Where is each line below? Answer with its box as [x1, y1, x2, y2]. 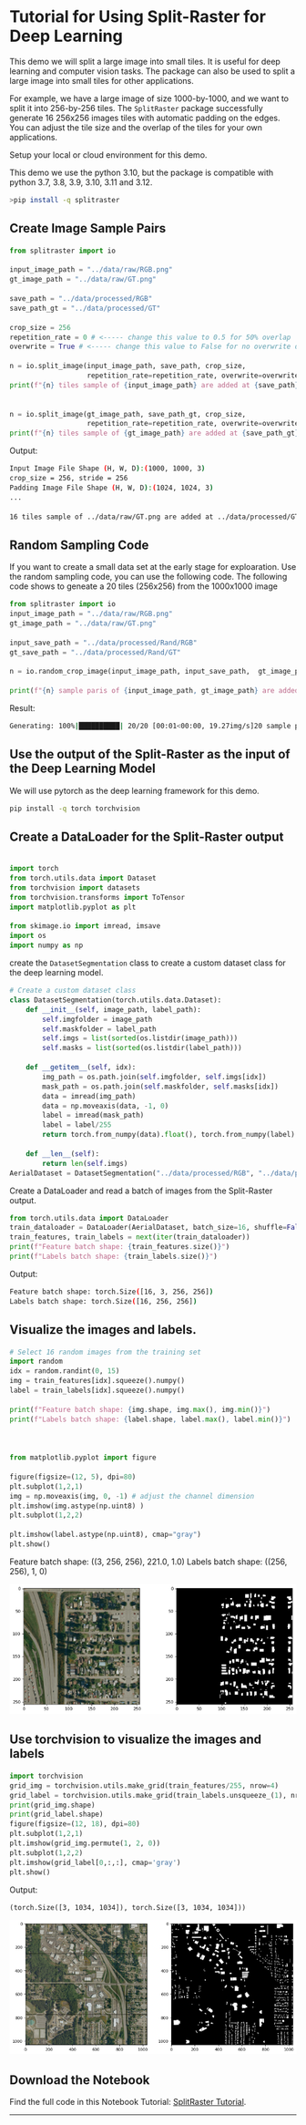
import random [9, 1356, 64, 1367]
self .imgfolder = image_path [42, 1015, 153, 1024]
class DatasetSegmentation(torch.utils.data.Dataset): [9, 995, 222, 1005]
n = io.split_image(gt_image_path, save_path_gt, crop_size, [9, 409, 247, 418]
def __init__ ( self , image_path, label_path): [25, 1005, 202, 1014]
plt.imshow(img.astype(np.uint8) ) [9, 1501, 145, 1511]
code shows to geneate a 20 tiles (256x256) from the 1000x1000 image [9, 581, 278, 592]
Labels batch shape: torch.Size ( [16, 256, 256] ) [9, 1296, 198, 1305]
